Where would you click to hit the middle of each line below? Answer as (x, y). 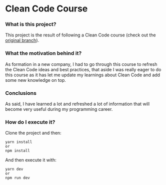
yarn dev (14, 169)
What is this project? (31, 24)
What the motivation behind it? (43, 53)
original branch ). (22, 40)
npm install (17, 151)
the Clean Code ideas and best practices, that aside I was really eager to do (83, 69)
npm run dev (17, 178)
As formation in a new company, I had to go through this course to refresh (81, 64)
